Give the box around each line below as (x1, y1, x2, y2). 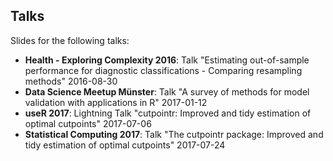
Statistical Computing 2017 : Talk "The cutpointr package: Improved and (24, 128, 324, 140)
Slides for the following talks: (10, 34, 130, 46)
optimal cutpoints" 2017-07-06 (24, 117, 152, 129)
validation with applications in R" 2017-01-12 (24, 96, 208, 108)
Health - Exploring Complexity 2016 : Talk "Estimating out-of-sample (24, 54, 310, 66)
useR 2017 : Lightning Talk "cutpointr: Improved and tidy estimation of (24, 107, 312, 119)
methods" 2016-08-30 (24, 75, 118, 87)
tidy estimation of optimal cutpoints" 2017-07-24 (24, 139, 226, 151)
